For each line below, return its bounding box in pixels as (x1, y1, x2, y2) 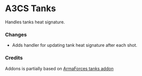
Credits (5, 55, 23, 61)
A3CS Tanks (5, 3, 56, 14)
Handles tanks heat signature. (5, 19, 65, 25)
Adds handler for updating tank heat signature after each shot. (12, 42, 138, 48)
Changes (5, 31, 27, 38)
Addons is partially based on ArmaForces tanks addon (5, 65, 114, 71)
